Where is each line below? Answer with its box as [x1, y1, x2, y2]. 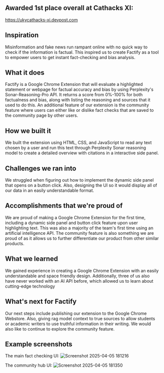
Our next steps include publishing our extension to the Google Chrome [5, 310, 147, 316]
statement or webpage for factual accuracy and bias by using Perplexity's [5, 86, 154, 92]
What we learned [5, 255, 58, 263]
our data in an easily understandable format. [5, 187, 94, 193]
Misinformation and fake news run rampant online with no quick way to [5, 44, 148, 50]
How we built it [5, 126, 51, 135]
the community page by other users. [5, 112, 78, 119]
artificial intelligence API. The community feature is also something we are [5, 230, 154, 236]
